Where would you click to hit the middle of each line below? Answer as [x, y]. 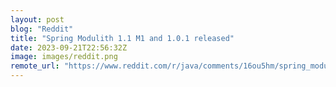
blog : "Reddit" [42, 29]
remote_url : [35, 66]
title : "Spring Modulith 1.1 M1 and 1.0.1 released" [122, 38]
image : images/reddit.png [64, 57]
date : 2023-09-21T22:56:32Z [69, 47]
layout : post [37, 19]
